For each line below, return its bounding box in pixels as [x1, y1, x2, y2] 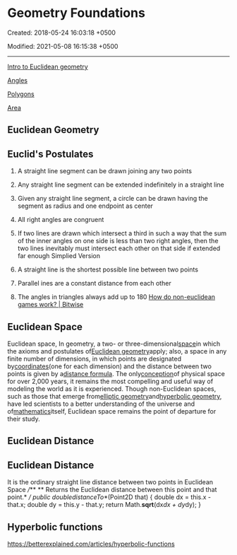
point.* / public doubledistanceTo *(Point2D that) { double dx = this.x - [7, 493, 212, 501]
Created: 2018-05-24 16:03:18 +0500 [7, 28, 116, 37]
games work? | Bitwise [17, 300, 84, 309]
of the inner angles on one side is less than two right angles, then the [17, 237, 219, 245]
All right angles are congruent [17, 216, 104, 224]
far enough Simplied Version [17, 252, 101, 260]
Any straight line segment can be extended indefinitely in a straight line [17, 180, 224, 189]
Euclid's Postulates [7, 148, 94, 160]
